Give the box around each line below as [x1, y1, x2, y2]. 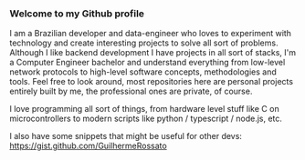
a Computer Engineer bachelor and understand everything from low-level [9, 57, 286, 68]
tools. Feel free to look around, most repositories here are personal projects [9, 76, 294, 87]
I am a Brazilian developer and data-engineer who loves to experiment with [9, 28, 292, 39]
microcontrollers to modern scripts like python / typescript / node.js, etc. [9, 113, 283, 125]
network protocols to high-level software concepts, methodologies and [9, 66, 277, 77]
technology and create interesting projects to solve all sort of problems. [9, 37, 279, 48]
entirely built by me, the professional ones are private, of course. [9, 85, 253, 97]
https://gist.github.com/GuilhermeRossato [9, 140, 167, 152]
